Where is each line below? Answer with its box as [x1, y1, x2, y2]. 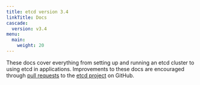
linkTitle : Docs [6, 14, 47, 20]
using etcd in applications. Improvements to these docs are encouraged [6, 65, 185, 72]
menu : [6, 31, 20, 37]
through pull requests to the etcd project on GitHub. [6, 72, 134, 79]
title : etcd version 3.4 [6, 8, 69, 15]
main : [11, 37, 26, 43]
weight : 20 [17, 43, 45, 49]
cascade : [6, 20, 28, 26]
